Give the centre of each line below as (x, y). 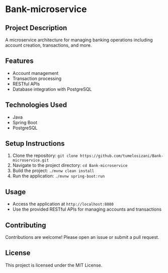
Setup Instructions (35, 144)
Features (19, 61)
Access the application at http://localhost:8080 (63, 204)
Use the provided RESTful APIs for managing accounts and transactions (87, 209)
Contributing (26, 225)
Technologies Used (36, 105)
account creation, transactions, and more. (49, 45)
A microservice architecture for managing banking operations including (79, 40)
